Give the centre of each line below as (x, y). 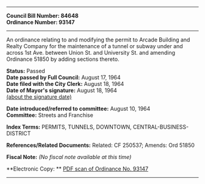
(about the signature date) (39, 97)
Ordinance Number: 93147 (41, 22)
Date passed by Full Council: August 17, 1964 (63, 77)
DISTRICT (19, 133)
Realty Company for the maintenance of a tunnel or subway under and (95, 46)
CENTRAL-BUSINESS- (161, 127)
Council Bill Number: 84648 (42, 16)
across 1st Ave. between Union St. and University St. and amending (91, 53)
